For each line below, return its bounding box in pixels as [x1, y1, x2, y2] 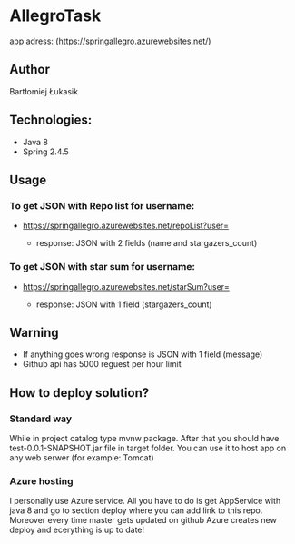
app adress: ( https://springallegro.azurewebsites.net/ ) [9, 35, 211, 46]
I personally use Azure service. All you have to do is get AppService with [9, 496, 281, 507]
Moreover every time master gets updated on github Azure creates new [9, 515, 277, 526]
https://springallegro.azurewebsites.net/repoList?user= [22, 220, 230, 232]
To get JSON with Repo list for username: [9, 199, 195, 212]
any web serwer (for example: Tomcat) [9, 452, 154, 463]
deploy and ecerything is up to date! [9, 524, 145, 536]
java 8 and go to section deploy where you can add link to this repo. [9, 505, 263, 516]
